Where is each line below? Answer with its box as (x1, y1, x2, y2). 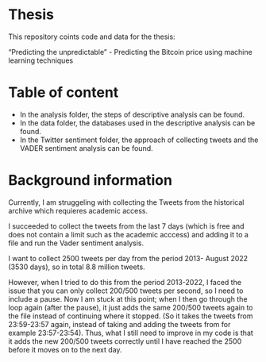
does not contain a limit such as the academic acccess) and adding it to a (8, 229, 249, 239)
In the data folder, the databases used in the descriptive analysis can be (19, 117, 256, 128)
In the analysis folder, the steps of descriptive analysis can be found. (19, 110, 245, 119)
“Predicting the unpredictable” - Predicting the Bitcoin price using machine (8, 47, 253, 56)
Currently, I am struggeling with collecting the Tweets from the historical (8, 197, 245, 207)
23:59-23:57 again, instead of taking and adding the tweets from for (8, 319, 231, 329)
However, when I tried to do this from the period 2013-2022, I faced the (8, 277, 242, 287)
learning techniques (8, 56, 74, 65)
